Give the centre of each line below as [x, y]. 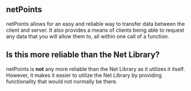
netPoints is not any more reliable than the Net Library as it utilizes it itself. [95, 69]
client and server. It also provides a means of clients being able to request [95, 30]
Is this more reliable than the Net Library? [83, 55]
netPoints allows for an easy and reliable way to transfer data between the [95, 23]
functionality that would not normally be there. [62, 81]
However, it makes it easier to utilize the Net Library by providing [84, 75]
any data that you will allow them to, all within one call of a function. [88, 36]
